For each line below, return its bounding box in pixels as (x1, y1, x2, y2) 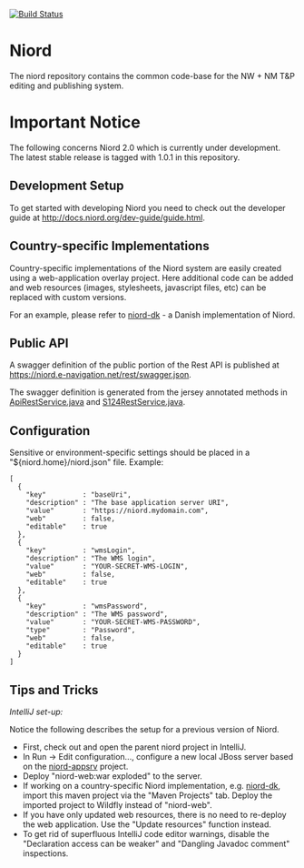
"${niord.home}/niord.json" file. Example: (9, 457, 164, 468)
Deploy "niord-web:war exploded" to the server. (22, 770, 202, 782)
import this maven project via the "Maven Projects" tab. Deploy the (22, 790, 273, 801)
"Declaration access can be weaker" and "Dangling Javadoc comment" (22, 838, 290, 849)
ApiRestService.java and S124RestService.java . (9, 397, 186, 408)
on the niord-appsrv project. (22, 761, 129, 772)
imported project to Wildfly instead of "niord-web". (22, 799, 212, 810)
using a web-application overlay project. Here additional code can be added (9, 272, 294, 283)
